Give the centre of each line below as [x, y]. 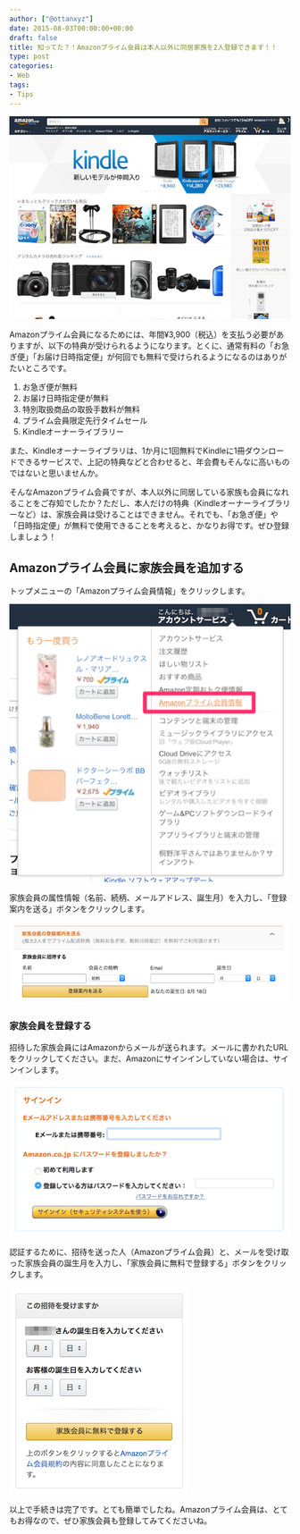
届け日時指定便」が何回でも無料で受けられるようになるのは [154, 357]
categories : [31, 66]
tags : [19, 85]
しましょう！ [33, 537]
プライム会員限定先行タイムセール [85, 421]
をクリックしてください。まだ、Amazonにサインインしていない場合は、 [142, 1058]
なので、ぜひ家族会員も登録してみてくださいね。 [122, 1521]
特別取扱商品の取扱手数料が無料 [81, 409]
